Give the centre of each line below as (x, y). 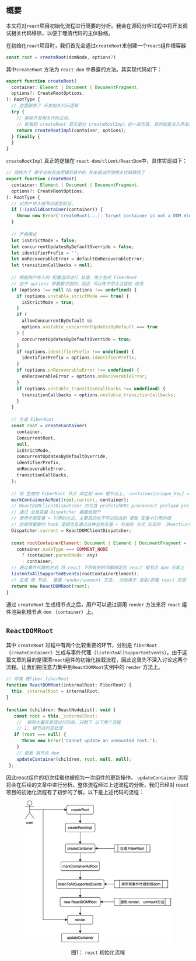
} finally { (26, 136)
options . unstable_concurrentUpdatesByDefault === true (90, 327)
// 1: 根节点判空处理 (40, 728)
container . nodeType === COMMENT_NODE (62, 549)
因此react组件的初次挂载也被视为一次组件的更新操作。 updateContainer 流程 (97, 777)
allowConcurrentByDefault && (57, 321)
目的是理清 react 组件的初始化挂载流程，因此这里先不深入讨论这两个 (107, 660)
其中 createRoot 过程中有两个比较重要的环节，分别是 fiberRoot (82, 645)
